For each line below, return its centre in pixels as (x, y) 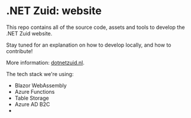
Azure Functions (35, 91)
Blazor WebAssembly (41, 85)
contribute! (20, 51)
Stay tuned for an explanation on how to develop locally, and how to (89, 45)
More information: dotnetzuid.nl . (45, 63)
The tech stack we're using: (40, 74)
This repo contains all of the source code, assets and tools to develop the (96, 27)
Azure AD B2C (32, 104)
